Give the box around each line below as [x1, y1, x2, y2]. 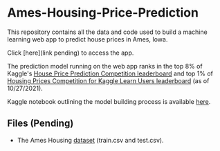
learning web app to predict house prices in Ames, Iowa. [7, 35, 168, 43]
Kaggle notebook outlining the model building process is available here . [7, 97, 211, 105]
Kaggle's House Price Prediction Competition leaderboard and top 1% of [7, 69, 213, 78]
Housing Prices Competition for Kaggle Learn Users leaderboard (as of [7, 76, 210, 85]
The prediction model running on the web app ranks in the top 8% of [7, 62, 203, 70]
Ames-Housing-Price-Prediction [7, 5, 199, 21]
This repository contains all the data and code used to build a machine [7, 28, 208, 36]
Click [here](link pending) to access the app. [7, 48, 134, 57]
